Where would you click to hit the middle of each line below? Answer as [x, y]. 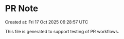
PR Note [22, 9]
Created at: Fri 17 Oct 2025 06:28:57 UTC [47, 22]
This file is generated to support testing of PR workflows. [62, 31]
